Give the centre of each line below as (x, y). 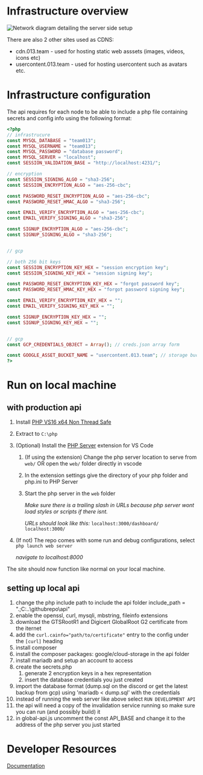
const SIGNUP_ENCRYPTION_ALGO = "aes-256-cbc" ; (68, 229)
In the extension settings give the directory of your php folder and (106, 475)
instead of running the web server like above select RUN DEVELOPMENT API (105, 699)
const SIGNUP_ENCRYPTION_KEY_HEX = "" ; (57, 317)
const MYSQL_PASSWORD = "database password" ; (65, 152)
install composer (36, 647)
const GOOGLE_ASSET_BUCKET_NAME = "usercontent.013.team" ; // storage (97, 355)
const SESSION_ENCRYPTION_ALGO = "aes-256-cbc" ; (69, 185)
